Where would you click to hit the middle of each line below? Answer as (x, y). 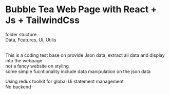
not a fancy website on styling (37, 66)
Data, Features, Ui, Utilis (31, 40)
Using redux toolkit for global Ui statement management (65, 81)
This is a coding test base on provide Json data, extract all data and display (85, 55)
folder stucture (21, 34)
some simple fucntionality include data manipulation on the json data (78, 71)
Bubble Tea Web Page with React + (81, 9)
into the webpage (24, 60)
